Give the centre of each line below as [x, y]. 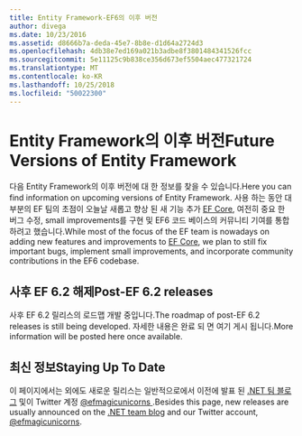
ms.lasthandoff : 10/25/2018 [62, 85]
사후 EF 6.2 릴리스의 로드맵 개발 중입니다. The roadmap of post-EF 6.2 [135, 315]
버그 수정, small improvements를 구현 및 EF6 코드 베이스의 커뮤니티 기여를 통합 [150, 220]
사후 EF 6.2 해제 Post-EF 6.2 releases [111, 291]
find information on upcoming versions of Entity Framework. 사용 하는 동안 [146, 198]
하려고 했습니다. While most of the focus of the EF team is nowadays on [140, 232]
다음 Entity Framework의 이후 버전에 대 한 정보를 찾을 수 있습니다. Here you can [151, 187]
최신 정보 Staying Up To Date [87, 367]
